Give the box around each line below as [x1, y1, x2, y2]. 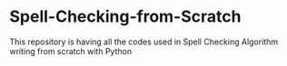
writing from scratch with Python [9, 45, 133, 56]
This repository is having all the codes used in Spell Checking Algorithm [9, 36, 279, 47]
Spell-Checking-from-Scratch [9, 6, 242, 27]
